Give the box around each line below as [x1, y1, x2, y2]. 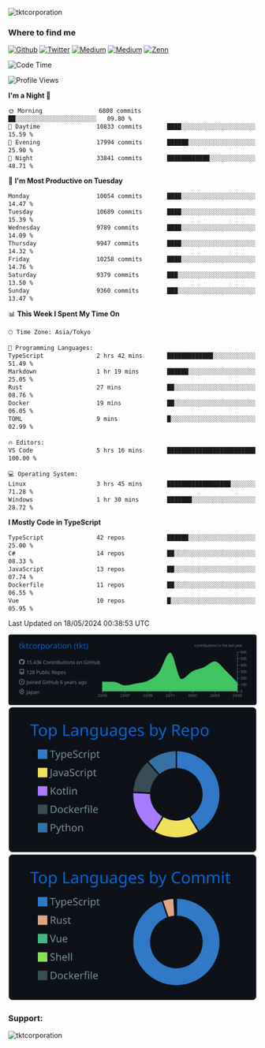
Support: [8, 1013, 43, 1024]
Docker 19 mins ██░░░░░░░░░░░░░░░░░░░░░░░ [8, 399, 256, 408]
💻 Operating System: [8, 470, 79, 479]
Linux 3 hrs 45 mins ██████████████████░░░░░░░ [8, 480, 256, 488]
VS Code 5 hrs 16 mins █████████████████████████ [8, 446, 256, 455]
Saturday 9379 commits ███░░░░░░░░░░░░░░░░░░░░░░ [8, 271, 256, 279]
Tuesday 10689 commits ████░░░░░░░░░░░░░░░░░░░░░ [8, 208, 256, 216]
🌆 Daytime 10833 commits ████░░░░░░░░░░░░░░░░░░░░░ [8, 123, 256, 131]
